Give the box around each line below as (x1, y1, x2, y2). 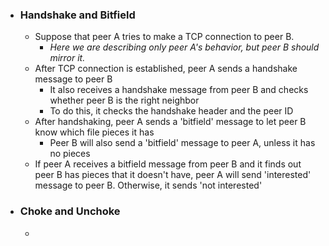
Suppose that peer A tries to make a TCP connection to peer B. (34, 31, 295, 43)
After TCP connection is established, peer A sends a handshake (34, 63, 298, 75)
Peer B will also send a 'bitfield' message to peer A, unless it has (49, 137, 316, 149)
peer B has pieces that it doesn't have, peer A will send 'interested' (34, 169, 312, 181)
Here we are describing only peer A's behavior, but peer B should (49, 41, 320, 53)
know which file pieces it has (34, 126, 155, 138)
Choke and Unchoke (19, 204, 121, 218)
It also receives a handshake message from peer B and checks (49, 84, 309, 96)
